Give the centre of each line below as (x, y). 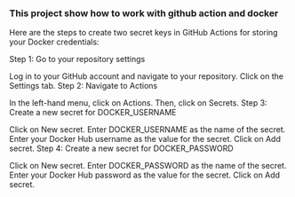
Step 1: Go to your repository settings (77, 59)
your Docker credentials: (54, 42)
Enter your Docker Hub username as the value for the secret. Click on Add (145, 139)
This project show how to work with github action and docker (144, 13)
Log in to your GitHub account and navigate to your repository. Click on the (147, 76)
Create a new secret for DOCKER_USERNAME (93, 113)
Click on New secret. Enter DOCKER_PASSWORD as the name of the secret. (148, 166)
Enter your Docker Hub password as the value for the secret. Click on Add (145, 175)
